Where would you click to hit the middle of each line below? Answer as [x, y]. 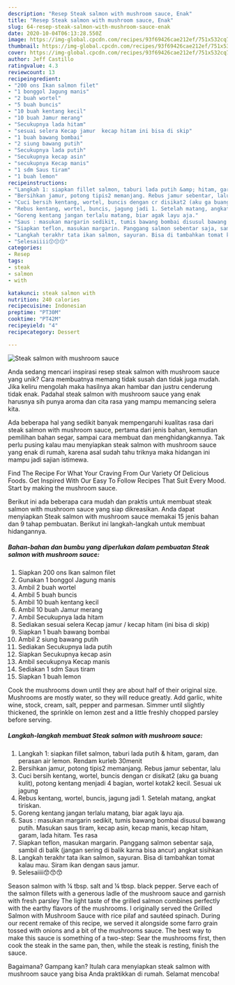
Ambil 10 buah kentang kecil [58, 602]
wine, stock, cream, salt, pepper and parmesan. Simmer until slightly [106, 704]
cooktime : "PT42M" [35, 319]
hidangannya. [28, 531]
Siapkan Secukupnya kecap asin [65, 654]
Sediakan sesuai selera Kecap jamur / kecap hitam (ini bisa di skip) [114, 624]
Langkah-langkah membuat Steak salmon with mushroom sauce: [105, 736]
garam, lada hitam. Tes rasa [58, 835]
